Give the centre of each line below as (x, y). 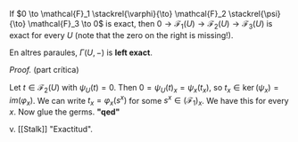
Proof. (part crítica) (44, 69)
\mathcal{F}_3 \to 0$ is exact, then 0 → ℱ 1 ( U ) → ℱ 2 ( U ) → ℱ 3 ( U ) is (150, 25)
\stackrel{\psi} (254, 14)
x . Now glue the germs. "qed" (65, 112)
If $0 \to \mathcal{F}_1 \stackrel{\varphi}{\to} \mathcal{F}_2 (118, 14)
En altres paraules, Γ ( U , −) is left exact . (81, 52)
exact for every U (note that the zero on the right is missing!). (121, 35)
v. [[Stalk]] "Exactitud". (51, 130)
